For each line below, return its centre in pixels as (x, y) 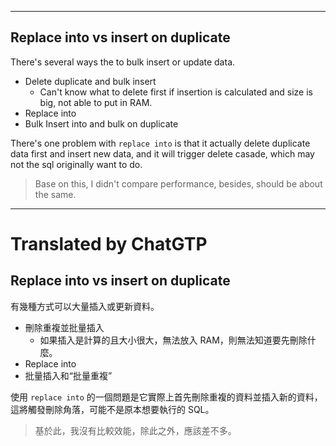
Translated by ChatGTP (109, 244)
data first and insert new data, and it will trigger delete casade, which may (162, 153)
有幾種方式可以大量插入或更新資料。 (85, 306)
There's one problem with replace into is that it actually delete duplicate (160, 143)
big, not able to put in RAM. (96, 102)
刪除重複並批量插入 (64, 327)
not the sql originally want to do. (76, 164)
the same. (55, 194)
